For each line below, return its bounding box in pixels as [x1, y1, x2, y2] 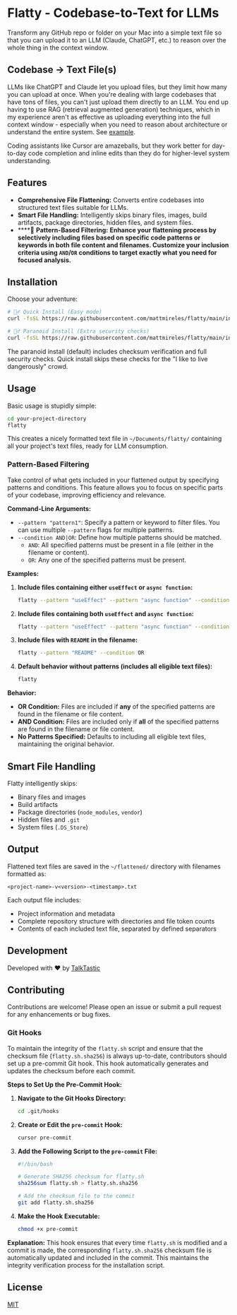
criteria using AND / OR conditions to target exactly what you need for [17, 248, 217, 256]
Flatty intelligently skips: [7, 779, 78, 788]
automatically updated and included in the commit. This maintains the [7, 1253, 209, 1262]
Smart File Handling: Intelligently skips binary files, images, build [17, 211, 207, 219]
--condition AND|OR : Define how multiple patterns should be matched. [17, 533, 222, 541]
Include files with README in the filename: [17, 636, 138, 644]
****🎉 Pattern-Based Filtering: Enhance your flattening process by [17, 225, 217, 234]
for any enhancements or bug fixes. [7, 1010, 111, 1019]
